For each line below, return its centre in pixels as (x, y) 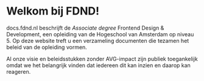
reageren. (19, 71)
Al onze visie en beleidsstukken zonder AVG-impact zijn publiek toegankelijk (102, 59)
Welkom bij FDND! (53, 11)
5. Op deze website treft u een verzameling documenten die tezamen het (98, 40)
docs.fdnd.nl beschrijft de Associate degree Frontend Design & (85, 28)
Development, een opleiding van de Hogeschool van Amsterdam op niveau (100, 34)
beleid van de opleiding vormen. (47, 47)
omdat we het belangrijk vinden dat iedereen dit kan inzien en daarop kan (98, 65)
